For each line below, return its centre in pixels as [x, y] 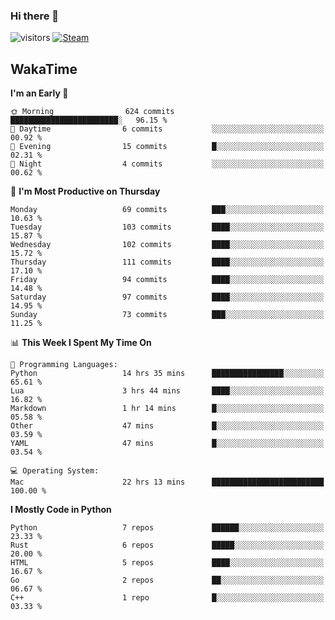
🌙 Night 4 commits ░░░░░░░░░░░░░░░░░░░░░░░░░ [167, 164]
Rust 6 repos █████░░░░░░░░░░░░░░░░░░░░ [167, 545]
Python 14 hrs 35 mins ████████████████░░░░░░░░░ [167, 374]
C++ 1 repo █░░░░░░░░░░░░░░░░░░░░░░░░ [167, 598]
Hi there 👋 [35, 16]
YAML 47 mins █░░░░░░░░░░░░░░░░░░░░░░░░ [167, 444]
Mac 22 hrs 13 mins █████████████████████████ [167, 482]
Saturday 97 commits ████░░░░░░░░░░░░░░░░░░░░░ [167, 297]
